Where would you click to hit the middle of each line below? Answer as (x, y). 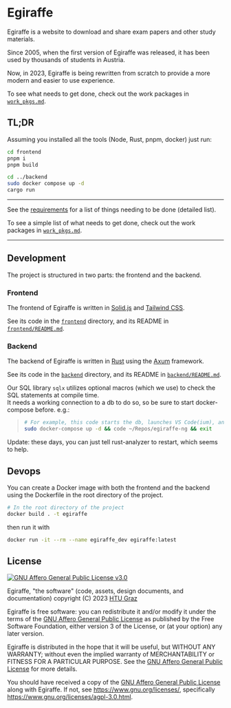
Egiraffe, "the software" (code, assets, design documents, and (95, 591)
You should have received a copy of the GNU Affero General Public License (114, 683)
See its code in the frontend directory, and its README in (88, 321)
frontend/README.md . (36, 329)
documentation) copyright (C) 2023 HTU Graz (72, 598)
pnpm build (23, 165)
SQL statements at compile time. (53, 395)
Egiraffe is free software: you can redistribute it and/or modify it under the (112, 612)
